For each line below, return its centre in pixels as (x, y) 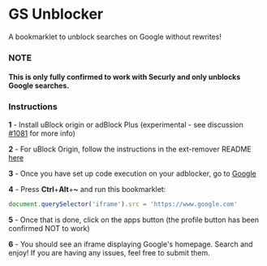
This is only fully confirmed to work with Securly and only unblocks (125, 77)
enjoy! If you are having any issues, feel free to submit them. (109, 252)
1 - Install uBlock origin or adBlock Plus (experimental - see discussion (126, 124)
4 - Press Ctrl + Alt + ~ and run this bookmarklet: (87, 189)
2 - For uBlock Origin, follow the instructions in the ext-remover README (130, 149)
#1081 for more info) (42, 133)
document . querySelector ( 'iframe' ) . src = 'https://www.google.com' (123, 204)
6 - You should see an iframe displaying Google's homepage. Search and (131, 244)
